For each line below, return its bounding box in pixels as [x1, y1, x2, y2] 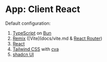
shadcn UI [12, 51, 34, 57]
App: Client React [5, 4, 81, 15]
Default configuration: [5, 20, 51, 26]
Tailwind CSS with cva [12, 46, 59, 52]
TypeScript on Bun [12, 30, 51, 36]
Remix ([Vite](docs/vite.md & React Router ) [12, 35, 102, 41]
